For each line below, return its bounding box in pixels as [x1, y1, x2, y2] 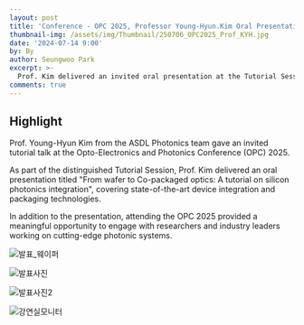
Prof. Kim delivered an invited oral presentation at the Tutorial [17, 72, 278, 81]
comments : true [9, 80, 67, 89]
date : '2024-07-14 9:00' [9, 38, 103, 48]
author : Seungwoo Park [9, 55, 95, 64]
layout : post [9, 13, 59, 23]
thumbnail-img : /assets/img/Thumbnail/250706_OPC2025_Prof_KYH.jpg [9, 30, 270, 39]
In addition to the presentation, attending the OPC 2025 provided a [9, 211, 258, 222]
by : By [9, 47, 34, 56]
